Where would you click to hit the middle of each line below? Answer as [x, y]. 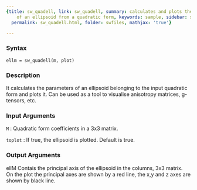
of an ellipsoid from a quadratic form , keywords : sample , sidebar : [102, 17]
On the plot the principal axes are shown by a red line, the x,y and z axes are [98, 174]
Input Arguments [31, 115]
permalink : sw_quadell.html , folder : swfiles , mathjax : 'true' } [91, 22]
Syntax [16, 48]
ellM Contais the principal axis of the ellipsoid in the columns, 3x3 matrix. [94, 168]
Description [23, 75]
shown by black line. [31, 181]
